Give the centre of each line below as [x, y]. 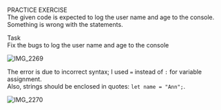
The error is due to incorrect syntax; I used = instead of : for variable [105, 72]
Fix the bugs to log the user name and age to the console [88, 45]
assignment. [25, 79]
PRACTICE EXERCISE [37, 10]
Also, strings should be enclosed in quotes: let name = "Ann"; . [96, 86]
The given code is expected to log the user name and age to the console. [111, 17]
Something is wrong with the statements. [65, 24]
